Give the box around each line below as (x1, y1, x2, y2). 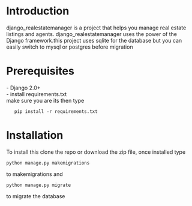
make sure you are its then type (6, 97, 85, 104)
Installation (6, 129, 64, 142)
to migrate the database (6, 192, 65, 199)
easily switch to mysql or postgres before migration (6, 43, 133, 50)
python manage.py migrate (6, 182, 71, 188)
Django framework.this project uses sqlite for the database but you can (6, 37, 182, 44)
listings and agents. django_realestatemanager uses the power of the (6, 30, 177, 37)
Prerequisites (6, 64, 75, 78)
